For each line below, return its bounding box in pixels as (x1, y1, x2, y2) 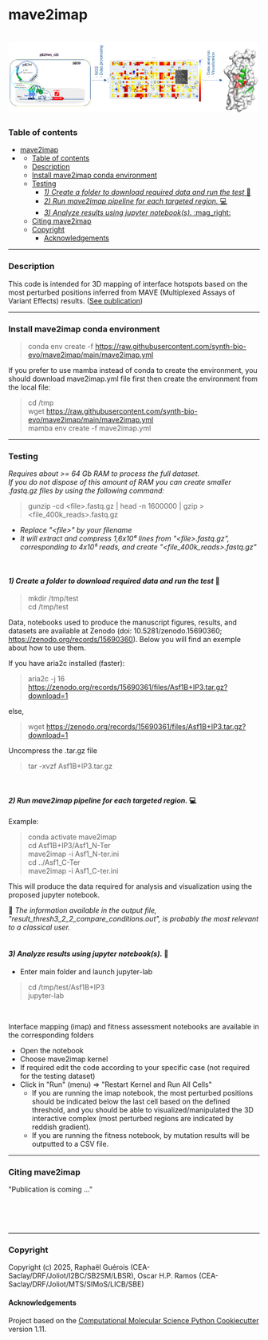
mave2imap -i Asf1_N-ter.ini (27, 849, 120, 858)
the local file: (8, 382, 51, 392)
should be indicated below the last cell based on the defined (31, 1096, 231, 1106)
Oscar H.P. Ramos (136, 1271, 197, 1281)
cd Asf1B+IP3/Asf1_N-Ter (27, 840, 111, 850)
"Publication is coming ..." (8, 1184, 93, 1195)
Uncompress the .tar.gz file (8, 746, 98, 755)
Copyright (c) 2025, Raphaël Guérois (8, 1263, 129, 1272)
